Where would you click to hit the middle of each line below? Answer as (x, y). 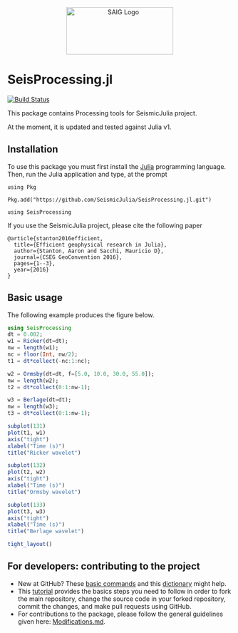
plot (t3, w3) (27, 511)
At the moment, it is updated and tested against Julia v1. (89, 127)
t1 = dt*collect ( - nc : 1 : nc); (49, 361)
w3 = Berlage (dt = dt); (40, 400)
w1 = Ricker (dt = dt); (38, 341)
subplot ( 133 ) (27, 505)
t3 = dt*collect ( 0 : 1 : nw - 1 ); (49, 413)
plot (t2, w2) (27, 472)
